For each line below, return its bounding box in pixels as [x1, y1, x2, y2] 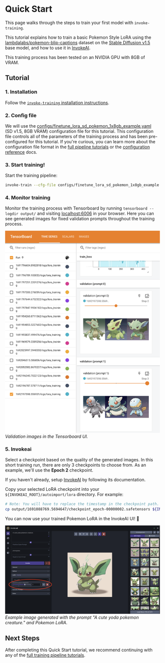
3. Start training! [5, 161, 45, 168]
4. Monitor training [5, 194, 51, 201]
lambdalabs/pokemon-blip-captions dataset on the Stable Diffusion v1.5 [5, 39, 151, 45]
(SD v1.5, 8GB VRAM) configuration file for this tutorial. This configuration [5, 128, 154, 134]
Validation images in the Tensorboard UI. [5, 433, 88, 439]
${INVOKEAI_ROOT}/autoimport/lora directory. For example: [5, 491, 124, 497]
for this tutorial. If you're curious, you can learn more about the [28, 138, 156, 144]
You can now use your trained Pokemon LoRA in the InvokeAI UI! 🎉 [5, 515, 140, 521]
